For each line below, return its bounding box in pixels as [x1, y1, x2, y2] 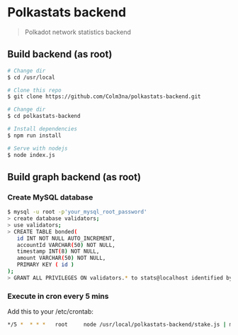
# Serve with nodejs [7, 145, 69, 152]
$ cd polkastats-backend [7, 113, 81, 120]
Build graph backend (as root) [7, 171, 142, 183]
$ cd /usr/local [7, 74, 55, 81]
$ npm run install [7, 132, 62, 139]
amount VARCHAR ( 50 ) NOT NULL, [16, 255, 106, 262]
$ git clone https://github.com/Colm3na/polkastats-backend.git [7, 93, 201, 100]
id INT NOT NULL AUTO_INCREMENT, [16, 235, 115, 242]
